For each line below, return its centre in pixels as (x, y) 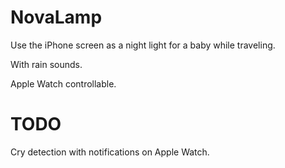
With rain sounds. (46, 64)
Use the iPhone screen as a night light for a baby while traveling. (143, 45)
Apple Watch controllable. (63, 83)
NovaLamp (56, 17)
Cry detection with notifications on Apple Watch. (110, 152)
